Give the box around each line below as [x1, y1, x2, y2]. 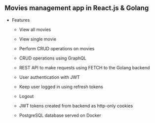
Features [11, 17, 30, 23]
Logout [19, 93, 34, 99]
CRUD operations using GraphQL [19, 55, 87, 61]
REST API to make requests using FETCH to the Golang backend [19, 64, 150, 70]
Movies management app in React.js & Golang [4, 4, 149, 12]
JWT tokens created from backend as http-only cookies [19, 103, 133, 109]
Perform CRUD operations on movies [19, 45, 95, 51]
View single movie [19, 36, 56, 42]
